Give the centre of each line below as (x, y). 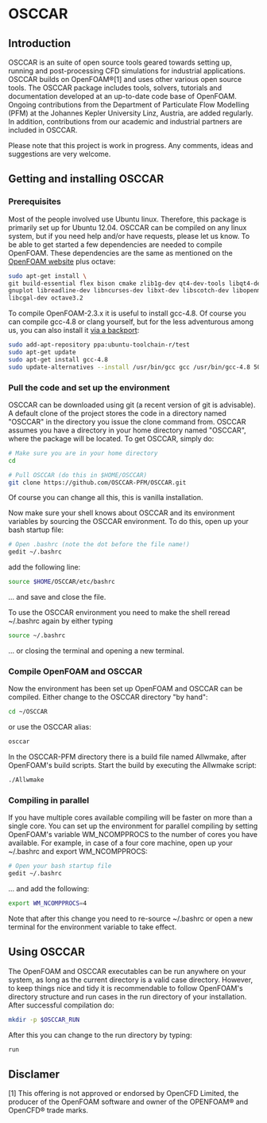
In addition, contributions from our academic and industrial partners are (125, 121)
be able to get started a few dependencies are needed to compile (115, 245)
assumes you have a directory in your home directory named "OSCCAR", (127, 430)
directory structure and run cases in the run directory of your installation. (128, 996)
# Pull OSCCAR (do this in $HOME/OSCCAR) (78, 475)
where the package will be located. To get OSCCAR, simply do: (111, 438)
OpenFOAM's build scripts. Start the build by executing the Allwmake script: (132, 765)
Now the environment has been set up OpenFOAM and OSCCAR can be (126, 689)
